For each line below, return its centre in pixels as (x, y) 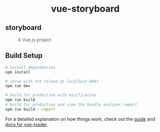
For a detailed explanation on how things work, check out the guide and (80, 119)
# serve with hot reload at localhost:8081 (52, 81)
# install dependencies (30, 67)
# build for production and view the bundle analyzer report (71, 105)
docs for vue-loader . (27, 124)
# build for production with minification (51, 95)
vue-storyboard (85, 9)
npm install (18, 72)
